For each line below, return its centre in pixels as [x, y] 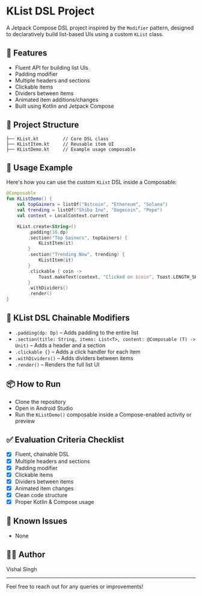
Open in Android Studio [44, 408]
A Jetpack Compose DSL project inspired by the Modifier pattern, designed [100, 28]
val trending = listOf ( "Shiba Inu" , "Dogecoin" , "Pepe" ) [90, 210]
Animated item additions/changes [57, 99]
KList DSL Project [50, 11]
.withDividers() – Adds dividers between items [74, 358]
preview [25, 421]
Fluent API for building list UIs [51, 67]
